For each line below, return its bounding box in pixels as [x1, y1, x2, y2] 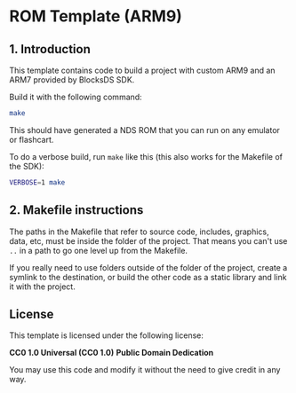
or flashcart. [9, 134, 54, 145]
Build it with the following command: [9, 91, 142, 102]
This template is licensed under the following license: [9, 330, 204, 341]
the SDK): [9, 161, 44, 171]
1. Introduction [9, 42, 91, 57]
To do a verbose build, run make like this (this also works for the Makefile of [9, 151, 283, 161]
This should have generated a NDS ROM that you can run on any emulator [9, 124, 280, 135]
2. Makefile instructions [9, 202, 144, 218]
